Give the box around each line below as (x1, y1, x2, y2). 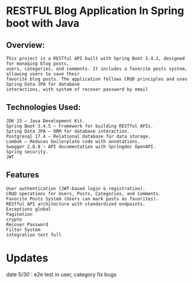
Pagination (6, 211, 33, 217)
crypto (6, 216, 22, 222)
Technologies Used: (6, 102, 81, 112)
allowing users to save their (6, 71, 80, 77)
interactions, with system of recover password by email (6, 86, 148, 92)
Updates (6, 251, 49, 265)
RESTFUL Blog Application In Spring (6, 4, 184, 18)
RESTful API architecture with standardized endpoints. (6, 201, 145, 207)
